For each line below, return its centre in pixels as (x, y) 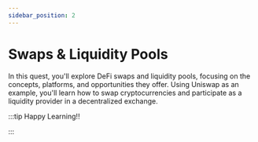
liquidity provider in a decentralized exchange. (83, 101)
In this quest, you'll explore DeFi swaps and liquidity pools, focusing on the (129, 76)
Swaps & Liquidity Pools (88, 54)
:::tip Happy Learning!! (44, 116)
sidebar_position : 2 (42, 15)
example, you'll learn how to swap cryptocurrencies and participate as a (125, 93)
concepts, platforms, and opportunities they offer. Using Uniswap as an (124, 84)
